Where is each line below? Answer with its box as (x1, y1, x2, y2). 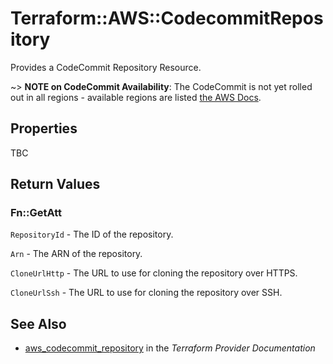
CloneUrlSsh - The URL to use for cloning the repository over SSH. (10, 287, 283, 299)
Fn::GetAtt (10, 206, 62, 220)
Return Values (10, 176, 101, 193)
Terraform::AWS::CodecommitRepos (10, 7, 324, 30)
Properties (10, 120, 78, 137)
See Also (10, 315, 67, 332)
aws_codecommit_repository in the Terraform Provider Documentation (24, 342, 316, 354)
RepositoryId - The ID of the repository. (10, 228, 174, 241)
